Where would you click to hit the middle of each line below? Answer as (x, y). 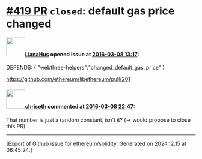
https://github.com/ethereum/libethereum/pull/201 (68, 79)
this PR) (16, 126)
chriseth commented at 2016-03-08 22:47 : (80, 106)
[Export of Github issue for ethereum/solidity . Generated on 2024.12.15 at (96, 143)
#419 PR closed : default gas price (90, 11)
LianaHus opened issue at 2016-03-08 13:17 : (82, 54)
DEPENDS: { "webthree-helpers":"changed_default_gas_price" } (86, 68)
